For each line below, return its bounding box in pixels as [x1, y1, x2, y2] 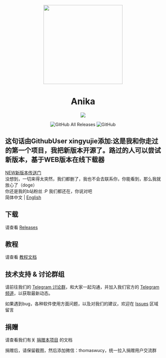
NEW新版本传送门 [5, 170, 41, 176]
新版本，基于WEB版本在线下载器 [5, 156, 105, 164]
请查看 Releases [5, 224, 38, 230]
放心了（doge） [5, 182, 38, 188]
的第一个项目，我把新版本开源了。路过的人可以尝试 [5, 146, 161, 155]
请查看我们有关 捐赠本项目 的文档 [5, 337, 73, 343]
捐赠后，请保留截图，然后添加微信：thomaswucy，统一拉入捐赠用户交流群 [5, 348, 157, 353]
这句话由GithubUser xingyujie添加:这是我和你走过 [5, 137, 159, 145]
